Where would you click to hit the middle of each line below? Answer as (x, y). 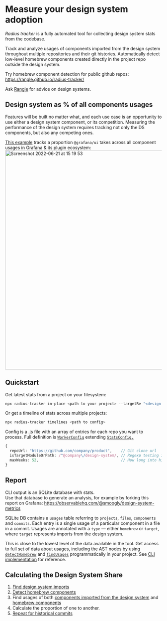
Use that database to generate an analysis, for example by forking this (77, 497)
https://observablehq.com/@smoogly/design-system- (99, 503)
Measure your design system (67, 9)
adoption (24, 20)
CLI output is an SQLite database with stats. (50, 492)
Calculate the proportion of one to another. (56, 608)
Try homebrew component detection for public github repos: (67, 74)
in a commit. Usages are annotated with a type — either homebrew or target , (82, 528)
